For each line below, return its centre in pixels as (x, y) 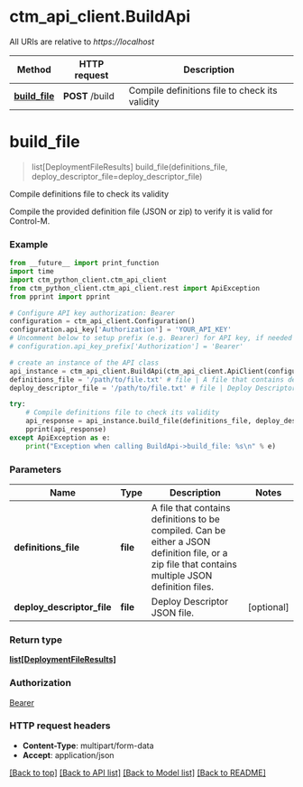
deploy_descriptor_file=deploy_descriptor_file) (117, 176)
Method (34, 69)
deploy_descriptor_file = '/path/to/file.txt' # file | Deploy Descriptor (153, 388)
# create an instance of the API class (84, 363)
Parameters (35, 469)
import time (32, 272)
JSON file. (173, 613)
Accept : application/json (68, 755)
